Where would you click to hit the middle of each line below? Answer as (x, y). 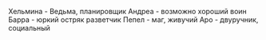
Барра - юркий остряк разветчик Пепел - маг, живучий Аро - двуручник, (133, 20)
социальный (29, 28)
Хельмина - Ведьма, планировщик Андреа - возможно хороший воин (128, 11)
